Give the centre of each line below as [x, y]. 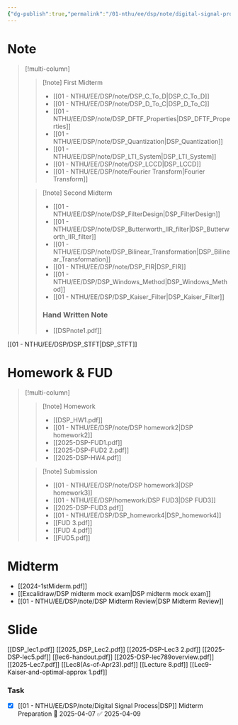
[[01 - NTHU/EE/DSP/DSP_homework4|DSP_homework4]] [137, 515]
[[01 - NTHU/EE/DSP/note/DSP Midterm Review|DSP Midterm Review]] [121, 601]
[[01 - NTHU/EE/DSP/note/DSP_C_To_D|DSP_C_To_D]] [131, 96]
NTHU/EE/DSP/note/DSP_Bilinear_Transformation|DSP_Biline [141, 252]
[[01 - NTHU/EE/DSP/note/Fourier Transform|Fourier [129, 172]
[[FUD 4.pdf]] [73, 530]
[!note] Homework [69, 406]
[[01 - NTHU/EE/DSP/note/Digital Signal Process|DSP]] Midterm [110, 705]
